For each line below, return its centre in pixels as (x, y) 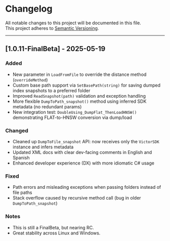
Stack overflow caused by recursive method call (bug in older (77, 198)
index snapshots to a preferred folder (51, 90)
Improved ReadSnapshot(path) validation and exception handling (79, 96)
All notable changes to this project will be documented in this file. (73, 23)
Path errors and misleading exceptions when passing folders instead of (87, 187)
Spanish (21, 157)
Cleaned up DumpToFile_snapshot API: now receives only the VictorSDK (86, 141)
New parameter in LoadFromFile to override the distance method (79, 74)
